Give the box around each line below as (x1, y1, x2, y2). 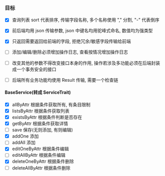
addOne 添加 (12, 133, 39, 139)
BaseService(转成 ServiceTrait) (5, 89, 71, 95)
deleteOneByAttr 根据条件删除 (12, 158, 74, 164)
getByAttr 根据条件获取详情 (12, 121, 68, 127)
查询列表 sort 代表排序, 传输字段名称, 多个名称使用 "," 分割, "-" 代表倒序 (12, 17, 159, 23)
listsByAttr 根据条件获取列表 (12, 107, 70, 114)
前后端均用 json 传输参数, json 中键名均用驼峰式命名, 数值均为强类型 (12, 28, 153, 34)
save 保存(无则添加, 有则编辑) (12, 127, 73, 133)
